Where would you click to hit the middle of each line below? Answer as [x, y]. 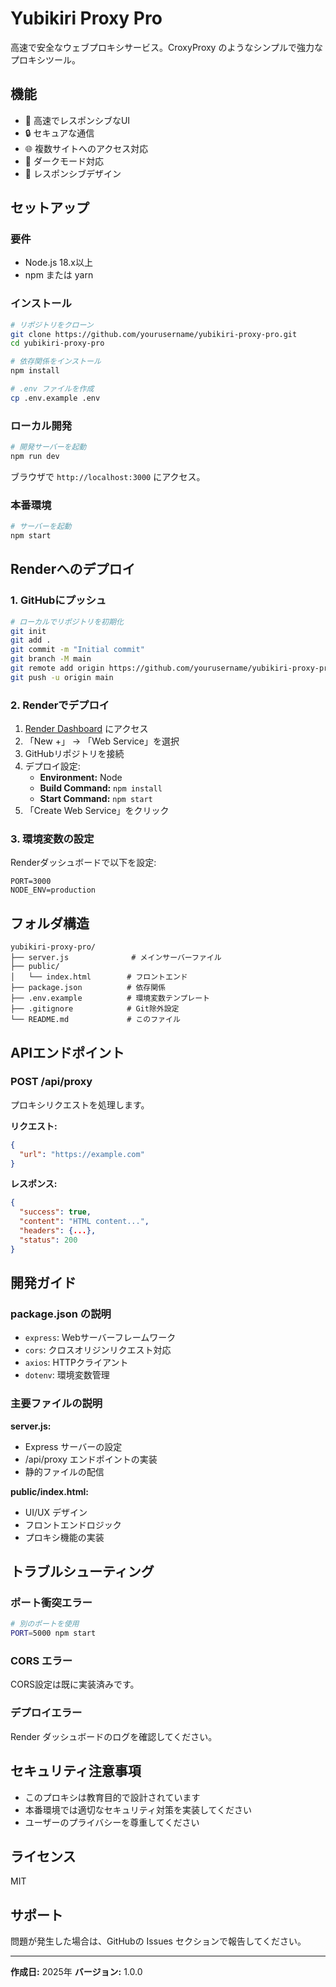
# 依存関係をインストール [56, 362]
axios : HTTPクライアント [76, 1363]
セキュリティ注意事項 [76, 1771]
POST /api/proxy [51, 1082]
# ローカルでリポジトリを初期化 [67, 622]
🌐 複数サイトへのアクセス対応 [86, 148]
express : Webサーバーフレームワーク [100, 1338]
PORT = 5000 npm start [53, 1633]
